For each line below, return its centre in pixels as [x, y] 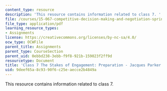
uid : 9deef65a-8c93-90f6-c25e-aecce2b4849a [51, 70]
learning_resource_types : [32, 28]
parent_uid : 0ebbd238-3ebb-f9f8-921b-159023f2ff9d [59, 56]
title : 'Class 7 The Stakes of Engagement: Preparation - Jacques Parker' [84, 65]
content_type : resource [30, 10]
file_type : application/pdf [34, 24]
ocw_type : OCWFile [24, 42]
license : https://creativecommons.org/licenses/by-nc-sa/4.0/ [71, 38]
